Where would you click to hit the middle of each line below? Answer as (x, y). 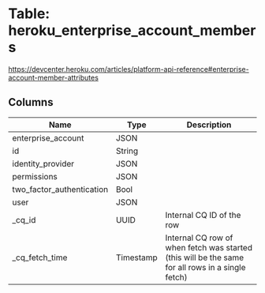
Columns (31, 102)
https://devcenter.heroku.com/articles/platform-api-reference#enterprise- (129, 69)
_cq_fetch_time (40, 257)
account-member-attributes (53, 77)
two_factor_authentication (60, 189)
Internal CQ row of (199, 238)
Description (209, 125)
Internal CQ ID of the (203, 215)
